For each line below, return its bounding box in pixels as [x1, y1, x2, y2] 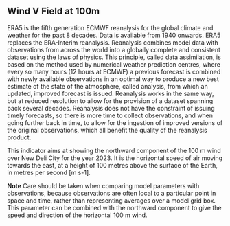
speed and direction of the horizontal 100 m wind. [7, 211, 148, 219]
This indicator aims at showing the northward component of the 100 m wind [7, 146, 221, 155]
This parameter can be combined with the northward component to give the [7, 203, 222, 212]
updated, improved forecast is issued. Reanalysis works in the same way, [7, 89, 214, 98]
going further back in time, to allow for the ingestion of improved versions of [7, 118, 223, 126]
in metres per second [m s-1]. [7, 168, 91, 177]
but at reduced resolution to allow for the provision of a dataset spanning [7, 96, 214, 105]
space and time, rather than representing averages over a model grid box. [7, 196, 216, 205]
